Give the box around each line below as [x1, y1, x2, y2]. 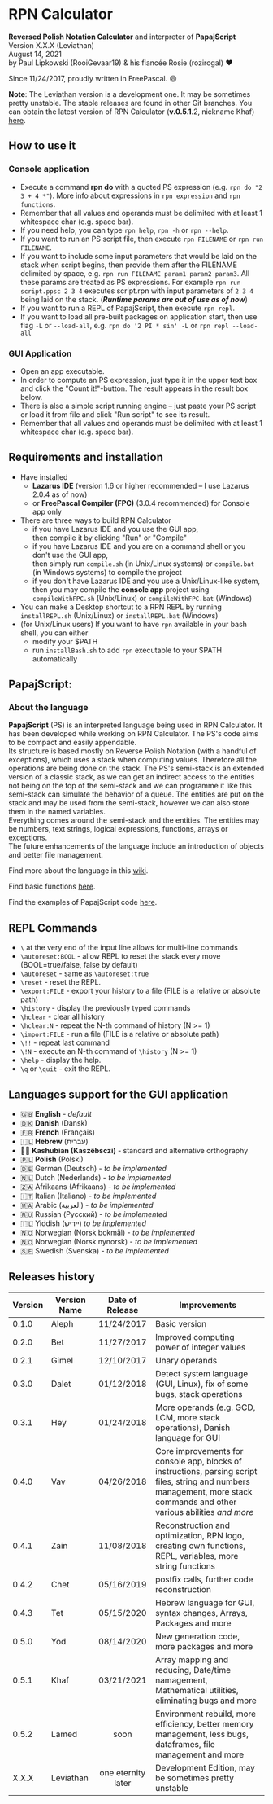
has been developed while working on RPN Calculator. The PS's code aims [8, 729, 258, 739]
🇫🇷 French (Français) [19, 1127, 96, 1137]
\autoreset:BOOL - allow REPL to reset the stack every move [19, 951, 221, 961]
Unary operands [155, 1354, 218, 1366]
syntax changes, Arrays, [155, 1607, 248, 1618]
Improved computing [155, 1331, 235, 1342]
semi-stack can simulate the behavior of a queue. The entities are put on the [8, 789, 264, 799]
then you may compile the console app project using [32, 584, 210, 595]
